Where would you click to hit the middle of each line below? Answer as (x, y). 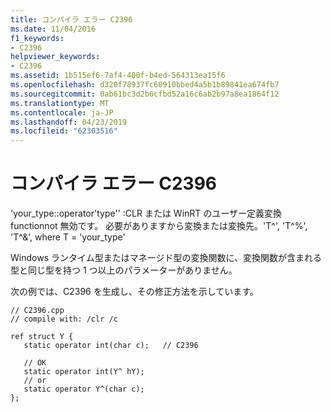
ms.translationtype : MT (60, 103)
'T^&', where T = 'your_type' (68, 237)
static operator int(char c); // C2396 (111, 346)
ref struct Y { (42, 337)
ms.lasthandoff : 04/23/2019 (69, 122)
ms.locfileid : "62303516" (64, 131)
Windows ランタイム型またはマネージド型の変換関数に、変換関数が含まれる (166, 258)
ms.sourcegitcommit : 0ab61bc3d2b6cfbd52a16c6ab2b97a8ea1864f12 (145, 94)
